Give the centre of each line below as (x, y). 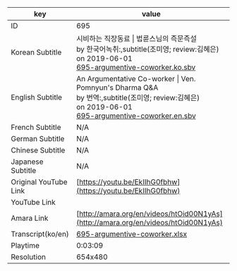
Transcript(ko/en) (40, 234)
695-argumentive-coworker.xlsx (132, 234)
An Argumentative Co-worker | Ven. (136, 79)
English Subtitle (36, 97)
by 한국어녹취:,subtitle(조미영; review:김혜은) (148, 49)
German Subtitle (38, 139)
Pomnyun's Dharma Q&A (117, 88)
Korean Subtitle (36, 52)
